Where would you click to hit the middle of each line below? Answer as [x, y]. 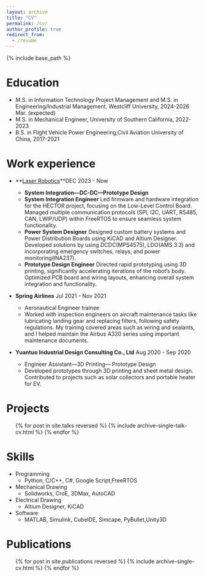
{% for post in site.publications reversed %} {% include [85, 561]
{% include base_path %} [39, 58]
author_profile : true [34, 29]
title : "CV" [21, 18]
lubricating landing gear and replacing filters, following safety [102, 320]
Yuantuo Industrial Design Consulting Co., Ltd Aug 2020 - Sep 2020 [103, 352]
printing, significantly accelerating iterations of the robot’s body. [105, 271]
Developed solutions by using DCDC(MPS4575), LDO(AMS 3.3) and [110, 245]
